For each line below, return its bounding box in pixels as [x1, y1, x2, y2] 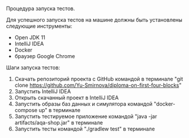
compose [14, 107, 38, 113]
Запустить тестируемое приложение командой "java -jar [14, 113, 157, 120]
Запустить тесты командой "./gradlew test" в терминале [14, 126, 156, 132]
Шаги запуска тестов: [6, 64, 60, 71]
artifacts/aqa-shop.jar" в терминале [14, 119, 103, 126]
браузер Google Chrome [14, 53, 75, 59]
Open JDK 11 [14, 34, 46, 41]
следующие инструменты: [6, 23, 72, 29]
